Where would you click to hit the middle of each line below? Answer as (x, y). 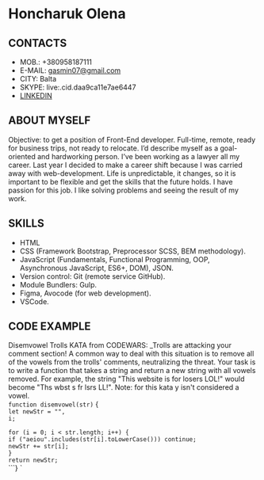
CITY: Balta (38, 79)
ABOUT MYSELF (50, 121)
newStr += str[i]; (38, 447)
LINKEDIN (36, 95)
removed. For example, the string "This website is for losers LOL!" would (126, 379)
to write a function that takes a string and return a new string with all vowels (132, 371)
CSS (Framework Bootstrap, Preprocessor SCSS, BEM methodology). (132, 251)
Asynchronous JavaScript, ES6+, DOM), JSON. (97, 268)
